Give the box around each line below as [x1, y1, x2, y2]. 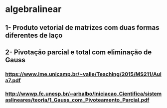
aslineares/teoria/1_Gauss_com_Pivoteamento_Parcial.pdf [5, 96, 150, 103]
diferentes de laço [5, 31, 63, 39]
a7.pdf [5, 77, 21, 84]
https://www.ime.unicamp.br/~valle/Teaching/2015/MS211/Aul [5, 71, 162, 78]
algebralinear [5, 3, 62, 15]
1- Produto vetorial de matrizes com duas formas [5, 23, 160, 32]
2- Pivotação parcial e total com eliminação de [5, 48, 152, 56]
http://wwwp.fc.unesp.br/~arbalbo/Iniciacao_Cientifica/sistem [5, 90, 162, 97]
